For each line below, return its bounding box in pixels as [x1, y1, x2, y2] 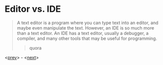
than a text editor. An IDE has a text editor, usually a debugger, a [16, 30, 149, 36]
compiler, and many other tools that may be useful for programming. [16, 35, 158, 41]
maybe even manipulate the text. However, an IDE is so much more [16, 25, 155, 31]
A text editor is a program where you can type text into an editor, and [16, 20, 159, 26]
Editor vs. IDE [4, 3, 61, 15]
